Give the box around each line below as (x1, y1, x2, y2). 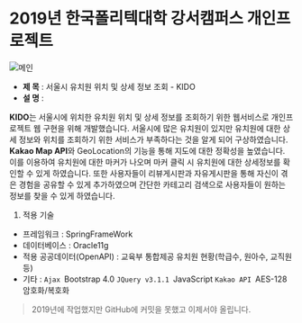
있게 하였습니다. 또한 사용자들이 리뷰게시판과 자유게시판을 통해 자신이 (35, 167, 279, 178)
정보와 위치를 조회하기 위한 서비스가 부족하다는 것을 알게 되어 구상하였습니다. (18, 134, 288, 145)
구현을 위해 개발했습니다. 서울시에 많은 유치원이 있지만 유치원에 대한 (42, 122, 281, 133)
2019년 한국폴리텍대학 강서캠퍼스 (9, 8, 243, 29)
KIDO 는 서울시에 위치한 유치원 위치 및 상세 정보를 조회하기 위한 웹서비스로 (9, 112, 270, 122)
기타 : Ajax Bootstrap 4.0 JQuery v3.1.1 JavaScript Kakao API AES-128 (22, 274, 288, 284)
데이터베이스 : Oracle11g (22, 239, 109, 250)
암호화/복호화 (22, 284, 70, 295)
